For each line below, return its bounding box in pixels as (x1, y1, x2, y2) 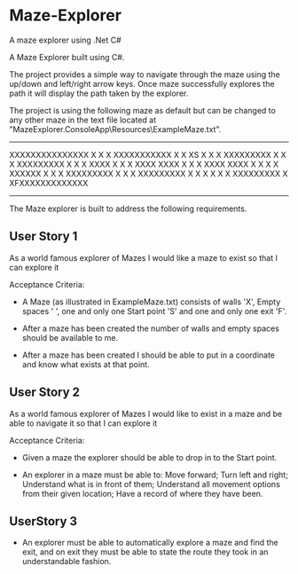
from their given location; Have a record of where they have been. (21, 488, 263, 499)
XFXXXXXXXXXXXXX (9, 177, 89, 188)
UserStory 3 (9, 514, 78, 529)
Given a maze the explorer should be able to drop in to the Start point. (21, 452, 278, 462)
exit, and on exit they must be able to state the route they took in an (21, 546, 269, 557)
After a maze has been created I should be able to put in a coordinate (21, 350, 276, 360)
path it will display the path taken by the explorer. (9, 88, 189, 98)
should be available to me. (21, 332, 118, 342)
